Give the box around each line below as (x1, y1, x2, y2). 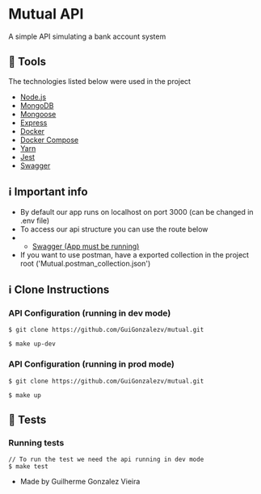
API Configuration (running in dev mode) (8, 308, 171, 319)
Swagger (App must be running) (32, 241, 140, 251)
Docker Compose (19, 135, 79, 144)
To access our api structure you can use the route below (19, 224, 208, 234)
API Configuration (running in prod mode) (8, 358, 175, 370)
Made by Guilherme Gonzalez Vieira (19, 477, 141, 487)
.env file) (19, 216, 50, 225)
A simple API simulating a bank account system (8, 31, 166, 41)
